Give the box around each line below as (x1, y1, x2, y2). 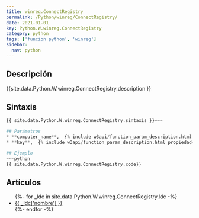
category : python (6, 31, 49, 37)
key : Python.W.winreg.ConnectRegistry (6, 25, 102, 31)
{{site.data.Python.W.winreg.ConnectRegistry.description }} (6, 85, 152, 92)
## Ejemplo (6, 150, 33, 156)
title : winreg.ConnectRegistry (6, 8, 84, 15)
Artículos (6, 177, 41, 187)
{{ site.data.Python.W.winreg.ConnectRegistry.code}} (6, 161, 142, 167)
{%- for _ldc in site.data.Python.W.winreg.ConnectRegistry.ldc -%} (14, 193, 178, 200)
